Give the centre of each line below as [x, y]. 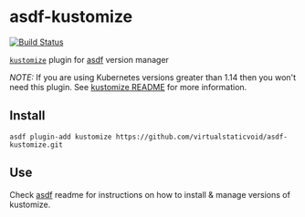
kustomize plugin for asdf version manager [89, 59]
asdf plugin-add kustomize [61, 137]
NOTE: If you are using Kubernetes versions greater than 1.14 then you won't [153, 77]
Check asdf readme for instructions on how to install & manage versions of [150, 194]
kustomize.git [37, 145]
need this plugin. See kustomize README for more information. [128, 87]
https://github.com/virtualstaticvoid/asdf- [201, 137]
